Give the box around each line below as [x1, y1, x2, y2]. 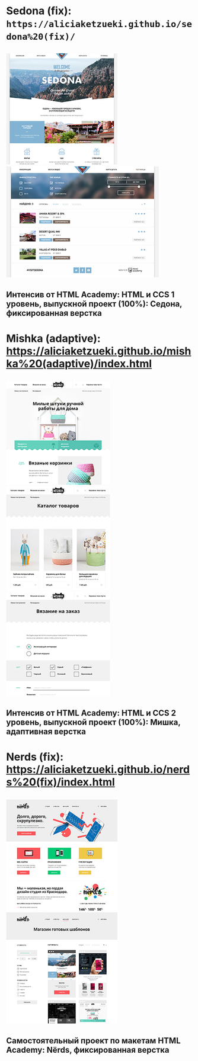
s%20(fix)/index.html [6, 775, 116, 789]
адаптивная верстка [6, 726, 87, 736]
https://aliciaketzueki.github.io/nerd [6, 763, 190, 777]
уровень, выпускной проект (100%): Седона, [6, 299, 183, 309]
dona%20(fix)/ [6, 31, 76, 43]
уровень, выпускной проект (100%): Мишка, [6, 717, 181, 727]
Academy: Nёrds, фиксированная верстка [6, 1044, 170, 1055]
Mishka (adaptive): [6, 332, 101, 345]
